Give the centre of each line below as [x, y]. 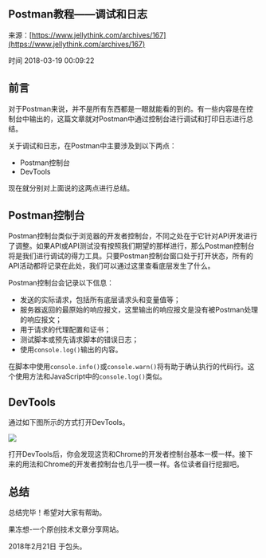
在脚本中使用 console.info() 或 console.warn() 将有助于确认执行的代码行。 [128, 367]
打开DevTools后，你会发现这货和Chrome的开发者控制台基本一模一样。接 [127, 454]
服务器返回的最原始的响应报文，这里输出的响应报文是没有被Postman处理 [139, 310]
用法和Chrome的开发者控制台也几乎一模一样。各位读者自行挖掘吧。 [133, 464]
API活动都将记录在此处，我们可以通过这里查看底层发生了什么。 [111, 266]
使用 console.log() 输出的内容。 [71, 350]
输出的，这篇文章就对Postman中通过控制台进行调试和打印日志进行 [138, 119]
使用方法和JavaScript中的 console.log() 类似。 [91, 376]
